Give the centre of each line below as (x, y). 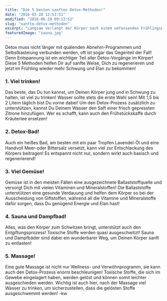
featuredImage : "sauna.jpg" (34, 33)
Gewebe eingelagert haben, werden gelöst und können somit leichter (76, 278)
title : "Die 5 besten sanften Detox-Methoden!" (55, 10)
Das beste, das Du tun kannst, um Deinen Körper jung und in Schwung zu (80, 92)
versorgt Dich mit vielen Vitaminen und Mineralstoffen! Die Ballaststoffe (78, 187)
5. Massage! (20, 256)
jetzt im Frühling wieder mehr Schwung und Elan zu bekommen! (71, 68)
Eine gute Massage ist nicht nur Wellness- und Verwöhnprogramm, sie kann (83, 267)
